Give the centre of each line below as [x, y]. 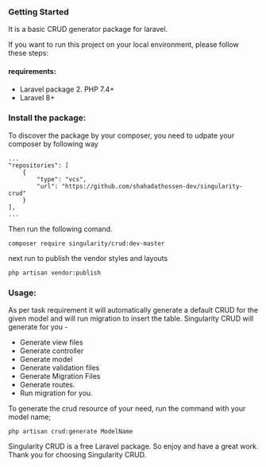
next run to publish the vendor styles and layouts [88, 258]
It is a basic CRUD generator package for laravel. [88, 29]
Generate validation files [60, 368]
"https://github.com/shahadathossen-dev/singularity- [152, 186]
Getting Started [39, 12]
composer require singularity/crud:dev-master [87, 243]
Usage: [23, 293]
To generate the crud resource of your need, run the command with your [127, 409]
